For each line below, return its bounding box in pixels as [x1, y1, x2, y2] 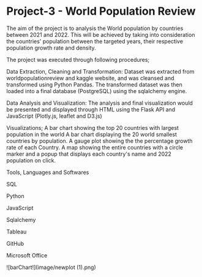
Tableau [6, 228, 27, 235]
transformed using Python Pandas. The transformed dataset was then [6, 81, 182, 88]
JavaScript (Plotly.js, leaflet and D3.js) [6, 112, 102, 120]
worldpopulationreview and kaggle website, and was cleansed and [6, 74, 174, 82]
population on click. [6, 156, 56, 164]
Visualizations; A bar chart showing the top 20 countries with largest [6, 124, 179, 131]
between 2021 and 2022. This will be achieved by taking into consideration [6, 31, 195, 38]
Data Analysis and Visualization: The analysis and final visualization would [6, 99, 193, 107]
